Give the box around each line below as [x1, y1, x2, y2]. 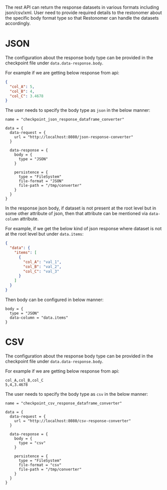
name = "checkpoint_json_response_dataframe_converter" [5, 117, 124, 122]
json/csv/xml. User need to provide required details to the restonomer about [5, 10, 162, 16]
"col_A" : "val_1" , [23, 259, 62, 264]
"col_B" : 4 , [10, 89, 35, 94]
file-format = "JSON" [18, 179, 64, 184]
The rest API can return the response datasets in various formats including [5, 5, 159, 10]
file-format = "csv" [18, 462, 62, 467]
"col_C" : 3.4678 [10, 93, 44, 99]
